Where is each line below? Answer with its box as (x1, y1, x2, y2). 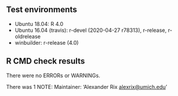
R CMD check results (6, 56, 85, 67)
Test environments (6, 5, 77, 15)
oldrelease (14, 32, 41, 40)
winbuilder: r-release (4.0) (14, 39, 79, 46)
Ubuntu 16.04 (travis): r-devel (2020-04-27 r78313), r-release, (14, 27, 167, 34)
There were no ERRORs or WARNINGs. (6, 72, 101, 79)
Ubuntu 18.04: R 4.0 (14, 20, 63, 27)
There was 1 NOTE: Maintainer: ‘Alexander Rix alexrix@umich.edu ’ (6, 83, 167, 90)
